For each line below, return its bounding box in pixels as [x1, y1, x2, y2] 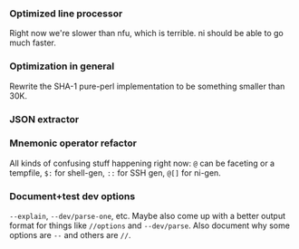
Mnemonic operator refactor [9, 137, 138, 149]
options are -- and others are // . [9, 230, 131, 241]
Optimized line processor [9, 7, 123, 20]
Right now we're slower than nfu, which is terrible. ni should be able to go [9, 28, 284, 39]
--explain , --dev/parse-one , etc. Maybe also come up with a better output [9, 211, 286, 222]
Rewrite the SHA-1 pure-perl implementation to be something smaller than [9, 81, 285, 91]
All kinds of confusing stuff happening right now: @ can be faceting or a [9, 158, 275, 168]
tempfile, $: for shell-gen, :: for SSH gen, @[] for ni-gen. [9, 167, 222, 178]
